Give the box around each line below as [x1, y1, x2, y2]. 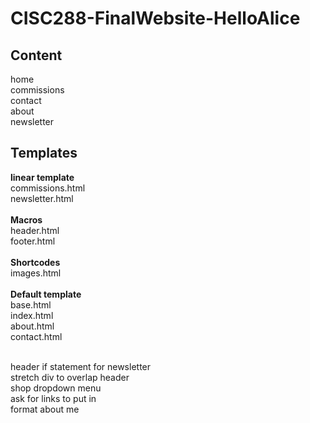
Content [10, 47, 63, 64]
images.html [10, 267, 62, 279]
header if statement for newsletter [10, 360, 152, 372]
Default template [10, 288, 82, 300]
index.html [10, 309, 54, 321]
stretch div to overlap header [10, 371, 130, 383]
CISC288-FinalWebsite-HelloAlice [10, 7, 301, 30]
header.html [10, 224, 60, 236]
